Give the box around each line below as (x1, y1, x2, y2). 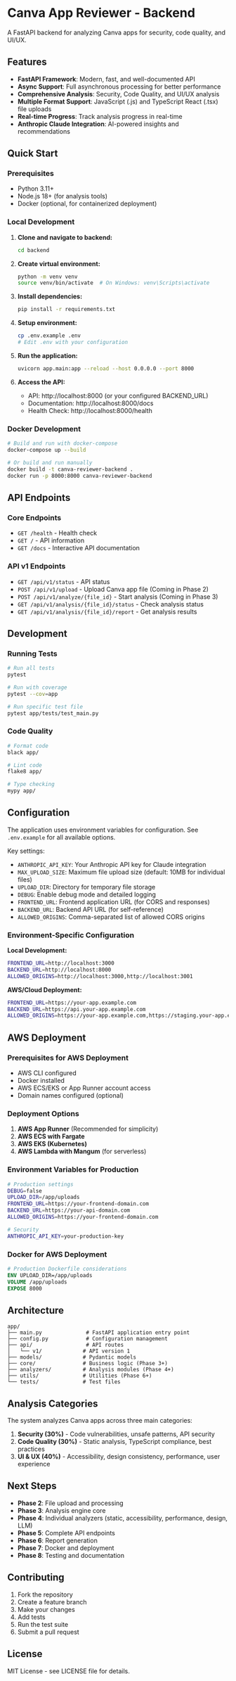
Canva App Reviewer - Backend (7, 5, 195, 21)
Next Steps (7, 1480, 57, 1492)
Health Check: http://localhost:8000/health (27, 406, 152, 414)
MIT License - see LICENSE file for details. (7, 1666, 130, 1675)
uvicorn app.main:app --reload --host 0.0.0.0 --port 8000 (17, 364, 195, 372)
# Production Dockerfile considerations (7, 1265, 128, 1272)
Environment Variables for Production (7, 1165, 139, 1174)
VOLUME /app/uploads (7, 1279, 68, 1286)
